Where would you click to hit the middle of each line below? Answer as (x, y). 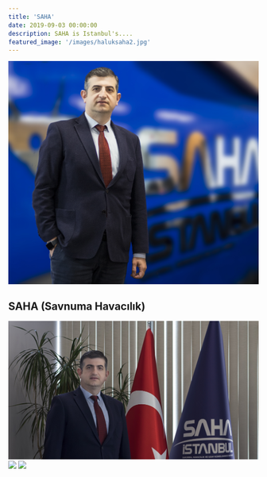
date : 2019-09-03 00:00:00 (53, 25)
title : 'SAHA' (32, 17)
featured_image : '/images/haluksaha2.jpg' (79, 42)
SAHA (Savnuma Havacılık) (77, 306)
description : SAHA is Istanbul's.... (71, 33)
